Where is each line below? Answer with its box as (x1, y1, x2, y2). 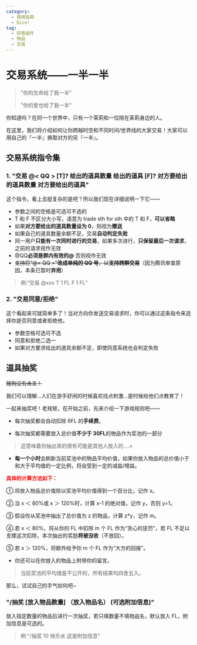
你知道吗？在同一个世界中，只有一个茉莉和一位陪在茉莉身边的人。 (6, 114, 165, 121)
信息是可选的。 (11, 620, 47, 627)
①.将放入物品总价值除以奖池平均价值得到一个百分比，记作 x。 (6, 487, 158, 494)
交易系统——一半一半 (6, 69, 110, 82)
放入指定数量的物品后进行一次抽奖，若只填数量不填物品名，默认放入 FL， (6, 612, 184, 619)
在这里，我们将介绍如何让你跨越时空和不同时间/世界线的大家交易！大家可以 (6, 126, 188, 133)
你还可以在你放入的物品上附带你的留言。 (14, 557, 113, 564)
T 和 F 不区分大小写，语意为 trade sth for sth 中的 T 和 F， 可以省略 (14, 215, 176, 222)
